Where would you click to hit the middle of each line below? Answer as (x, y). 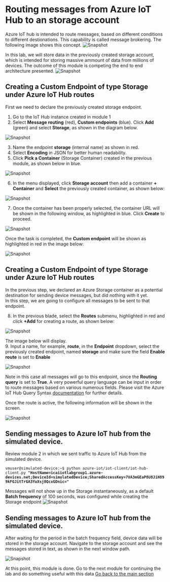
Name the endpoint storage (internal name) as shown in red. (76, 147)
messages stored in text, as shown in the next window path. (68, 549)
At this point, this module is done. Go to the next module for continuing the (83, 568)
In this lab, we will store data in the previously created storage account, (80, 55)
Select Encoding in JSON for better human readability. (70, 153)
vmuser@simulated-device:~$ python (43, 468)
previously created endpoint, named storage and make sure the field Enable (85, 351)
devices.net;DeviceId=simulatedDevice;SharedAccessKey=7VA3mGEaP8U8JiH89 (85, 478)
